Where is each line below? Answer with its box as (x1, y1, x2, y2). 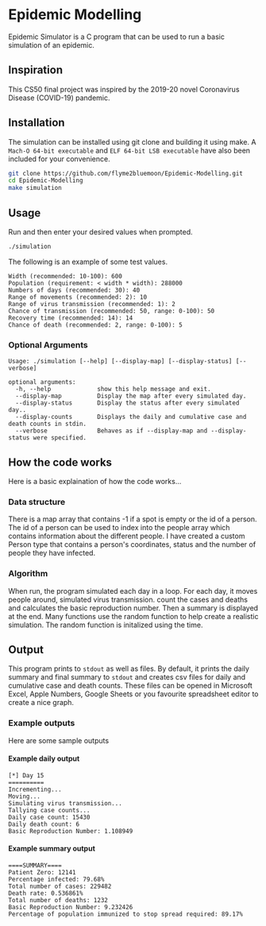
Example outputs (8, 718, 75, 729)
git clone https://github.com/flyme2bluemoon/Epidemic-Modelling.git (8, 169, 244, 177)
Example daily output (8, 754, 80, 764)
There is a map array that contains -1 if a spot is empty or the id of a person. (8, 514, 257, 524)
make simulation (8, 184, 62, 192)
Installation (8, 116, 65, 130)
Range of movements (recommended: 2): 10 (8, 293, 148, 301)
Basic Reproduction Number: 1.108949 (8, 827, 133, 835)
